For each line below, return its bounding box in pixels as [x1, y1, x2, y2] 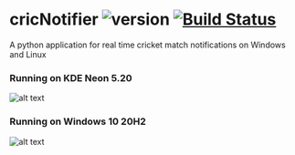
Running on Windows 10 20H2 [9, 115, 146, 128]
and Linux [9, 48, 47, 59]
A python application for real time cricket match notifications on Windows [9, 39, 286, 50]
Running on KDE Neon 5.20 [9, 71, 132, 84]
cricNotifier [9, 9, 99, 30]
